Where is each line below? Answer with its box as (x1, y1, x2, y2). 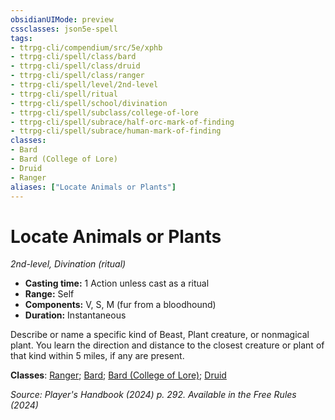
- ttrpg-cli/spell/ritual (10, 89, 118, 99)
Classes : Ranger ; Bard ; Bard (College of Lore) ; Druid (10, 369, 227, 381)
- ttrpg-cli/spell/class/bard (10, 52, 137, 62)
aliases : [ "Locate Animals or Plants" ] (10, 182, 177, 192)
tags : (10, 33, 33, 43)
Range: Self (24, 288, 75, 300)
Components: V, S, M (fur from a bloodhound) (24, 299, 217, 311)
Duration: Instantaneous (24, 309, 127, 321)
